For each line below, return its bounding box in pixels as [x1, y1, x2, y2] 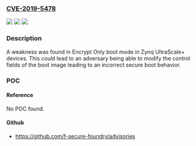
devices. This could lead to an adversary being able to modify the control [6, 54, 191, 62]
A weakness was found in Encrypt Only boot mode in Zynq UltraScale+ [6, 48, 185, 56]
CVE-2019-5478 [6, 4, 56, 13]
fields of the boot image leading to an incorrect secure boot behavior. [6, 61, 181, 68]
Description [6, 34, 42, 43]
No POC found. [6, 105, 45, 112]
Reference [6, 92, 34, 99]
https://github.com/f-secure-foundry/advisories [15, 133, 136, 140]
